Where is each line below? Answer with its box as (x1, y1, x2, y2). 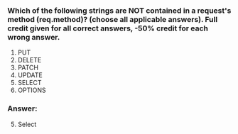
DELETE (17, 56, 42, 65)
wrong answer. (7, 32, 60, 42)
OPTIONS (17, 86, 46, 94)
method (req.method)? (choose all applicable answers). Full (7, 14, 218, 24)
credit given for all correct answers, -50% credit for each (7, 23, 208, 33)
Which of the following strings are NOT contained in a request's (7, 6, 232, 16)
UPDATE (17, 71, 43, 79)
